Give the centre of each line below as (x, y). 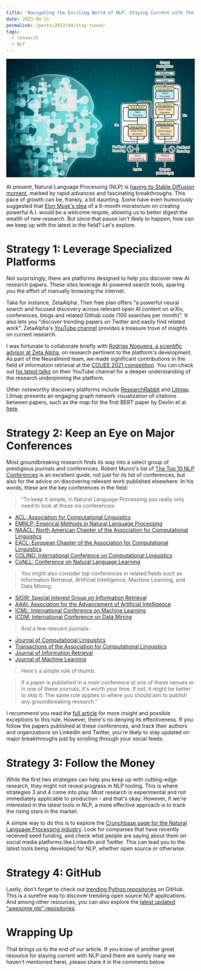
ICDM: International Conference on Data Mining (73, 617)
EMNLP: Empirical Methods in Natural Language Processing (89, 524)
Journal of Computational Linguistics (60, 640)
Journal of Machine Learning (51, 659)
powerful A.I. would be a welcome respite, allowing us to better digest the (97, 212)
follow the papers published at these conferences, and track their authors (97, 726)
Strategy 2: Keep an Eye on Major (91, 433)
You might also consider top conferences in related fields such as (101, 574)
